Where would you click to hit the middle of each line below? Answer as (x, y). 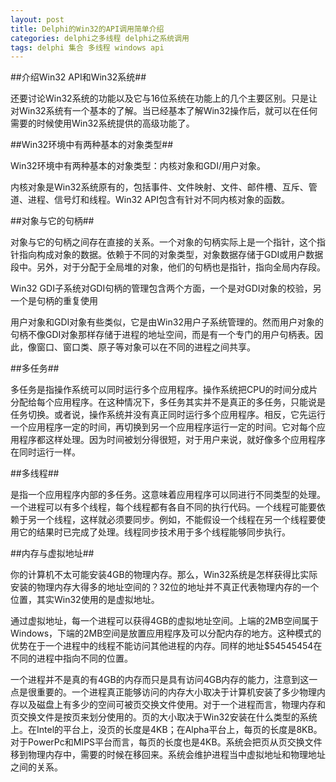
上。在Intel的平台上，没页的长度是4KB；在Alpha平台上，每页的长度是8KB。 (166, 730)
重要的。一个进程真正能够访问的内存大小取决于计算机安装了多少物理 (176, 692)
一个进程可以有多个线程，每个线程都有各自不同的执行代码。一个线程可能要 (163, 507)
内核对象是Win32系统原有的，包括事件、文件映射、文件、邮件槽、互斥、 (159, 187)
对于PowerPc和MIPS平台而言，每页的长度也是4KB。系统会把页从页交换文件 (166, 742)
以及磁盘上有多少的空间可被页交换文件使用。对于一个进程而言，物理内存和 (172, 705)
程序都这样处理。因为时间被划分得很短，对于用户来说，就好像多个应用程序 (172, 440)
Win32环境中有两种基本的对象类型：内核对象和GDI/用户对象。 (138, 166)
